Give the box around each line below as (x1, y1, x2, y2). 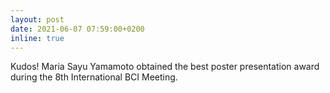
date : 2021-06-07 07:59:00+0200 (10, 24, 145, 34)
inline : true (10, 33, 65, 43)
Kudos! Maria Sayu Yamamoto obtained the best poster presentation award (10, 61, 320, 73)
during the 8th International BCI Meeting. (10, 71, 178, 83)
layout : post (10, 14, 65, 25)
